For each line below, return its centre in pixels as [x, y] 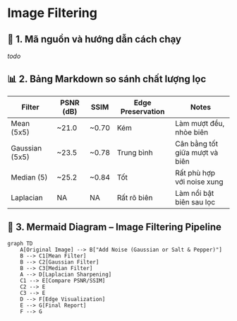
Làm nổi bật [195, 193]
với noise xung [199, 182]
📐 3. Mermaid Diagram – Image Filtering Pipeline [115, 227]
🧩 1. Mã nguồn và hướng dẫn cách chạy [95, 39]
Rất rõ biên [135, 197]
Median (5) [29, 177]
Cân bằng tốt [197, 144]
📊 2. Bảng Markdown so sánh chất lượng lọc [107, 79]
